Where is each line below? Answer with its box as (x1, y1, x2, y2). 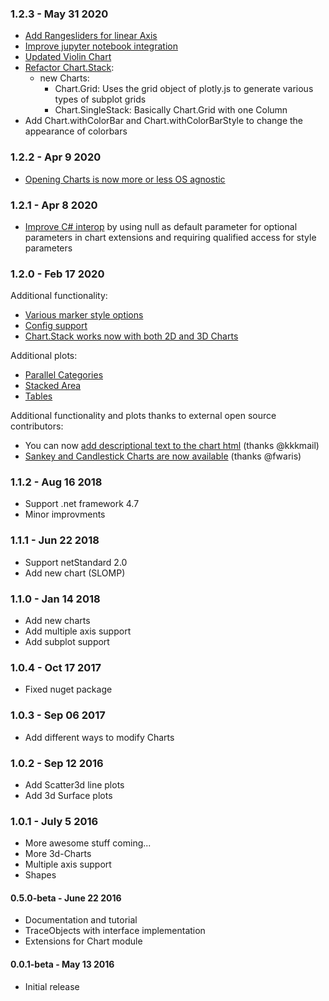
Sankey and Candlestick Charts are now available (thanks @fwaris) (24, 450, 302, 462)
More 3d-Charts (24, 848, 92, 860)
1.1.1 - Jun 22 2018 (10, 533, 100, 547)
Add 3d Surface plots (24, 789, 113, 801)
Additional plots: (10, 350, 78, 362)
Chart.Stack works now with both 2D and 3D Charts (24, 330, 239, 342)
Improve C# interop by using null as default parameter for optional (24, 220, 298, 232)
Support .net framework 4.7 (24, 498, 140, 510)
